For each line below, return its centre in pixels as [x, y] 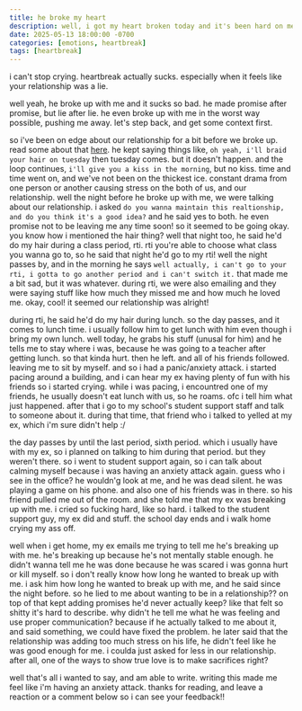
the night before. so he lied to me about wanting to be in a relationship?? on [149, 593]
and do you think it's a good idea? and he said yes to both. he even [139, 217]
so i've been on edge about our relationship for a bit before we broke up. [144, 140]
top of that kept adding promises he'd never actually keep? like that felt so [147, 603]
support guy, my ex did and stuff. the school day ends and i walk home [140, 519]
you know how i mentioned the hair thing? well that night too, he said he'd [146, 236]
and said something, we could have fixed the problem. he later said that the [149, 632]
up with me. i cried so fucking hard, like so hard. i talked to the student [139, 510]
